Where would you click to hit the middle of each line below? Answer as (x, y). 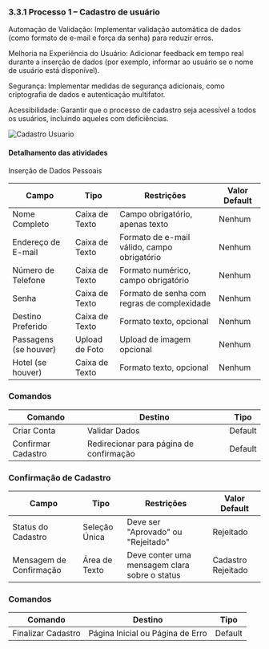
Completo (31, 224)
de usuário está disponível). (54, 71)
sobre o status (154, 575)
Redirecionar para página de (141, 444)
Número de (33, 270)
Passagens (33, 339)
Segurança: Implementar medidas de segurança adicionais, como (117, 86)
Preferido (30, 326)
